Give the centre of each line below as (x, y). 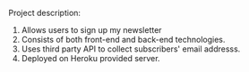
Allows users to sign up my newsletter (91, 30)
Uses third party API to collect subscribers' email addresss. (131, 49)
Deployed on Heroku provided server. (90, 58)
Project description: (45, 13)
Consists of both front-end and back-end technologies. (123, 40)
